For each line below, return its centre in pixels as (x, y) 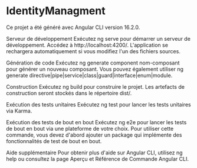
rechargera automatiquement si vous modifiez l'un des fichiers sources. (93, 51)
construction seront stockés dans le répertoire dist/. (69, 93)
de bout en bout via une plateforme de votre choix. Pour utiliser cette (90, 128)
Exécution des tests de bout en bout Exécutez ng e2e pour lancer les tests (96, 122)
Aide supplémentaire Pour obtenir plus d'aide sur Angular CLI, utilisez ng (94, 153)
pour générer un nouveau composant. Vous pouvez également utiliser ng (95, 69)
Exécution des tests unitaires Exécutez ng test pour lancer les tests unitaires (98, 104)
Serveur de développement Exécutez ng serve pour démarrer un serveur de (98, 38)
